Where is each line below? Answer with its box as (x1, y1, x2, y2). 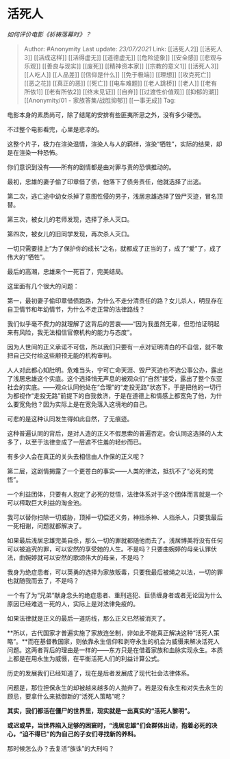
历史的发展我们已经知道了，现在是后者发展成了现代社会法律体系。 (7, 669, 193, 677)
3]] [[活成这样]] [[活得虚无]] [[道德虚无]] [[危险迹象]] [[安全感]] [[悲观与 (23, 53, 222, 62)
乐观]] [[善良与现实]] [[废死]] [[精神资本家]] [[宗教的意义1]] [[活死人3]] (23, 62, 219, 70)
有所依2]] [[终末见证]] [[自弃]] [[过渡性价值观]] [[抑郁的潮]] (54, 87, 219, 96)
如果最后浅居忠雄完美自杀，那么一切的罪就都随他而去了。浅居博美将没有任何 (7, 536, 223, 545)
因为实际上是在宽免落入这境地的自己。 (42, 400, 151, 408)
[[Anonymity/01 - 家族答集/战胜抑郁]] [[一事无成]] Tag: (23, 96, 176, 104)
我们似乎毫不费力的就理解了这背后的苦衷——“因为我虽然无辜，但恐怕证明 (7, 319, 214, 327)
